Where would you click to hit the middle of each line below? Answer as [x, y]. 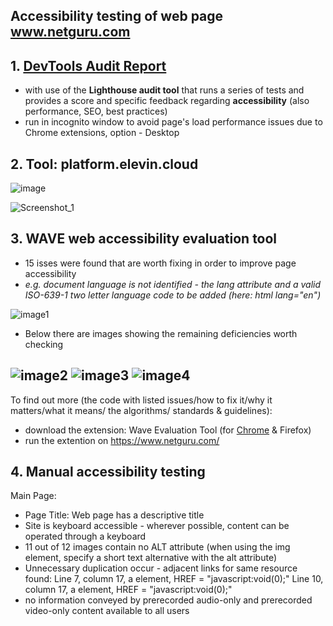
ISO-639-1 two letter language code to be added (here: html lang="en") [173, 295]
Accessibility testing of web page [117, 16]
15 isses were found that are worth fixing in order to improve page [160, 263]
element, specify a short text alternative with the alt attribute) [151, 558]
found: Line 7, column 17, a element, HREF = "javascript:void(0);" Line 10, [174, 579]
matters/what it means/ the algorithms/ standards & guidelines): [141, 410]
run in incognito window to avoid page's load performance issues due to [173, 122]
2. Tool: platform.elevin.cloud [104, 164]
